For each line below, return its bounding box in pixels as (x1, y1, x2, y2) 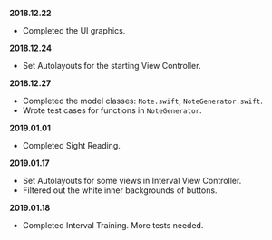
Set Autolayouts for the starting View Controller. (22, 61, 201, 71)
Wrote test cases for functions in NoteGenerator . (22, 105, 202, 116)
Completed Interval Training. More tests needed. (22, 220, 204, 230)
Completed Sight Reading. (22, 140, 121, 150)
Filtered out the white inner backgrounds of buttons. (22, 185, 218, 196)
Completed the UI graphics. (22, 25, 126, 35)
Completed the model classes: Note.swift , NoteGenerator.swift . (22, 95, 263, 106)
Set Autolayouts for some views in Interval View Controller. (22, 176, 242, 186)
